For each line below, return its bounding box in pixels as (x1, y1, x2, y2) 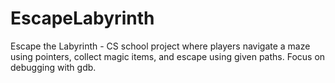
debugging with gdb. (10, 61, 97, 73)
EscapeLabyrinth (10, 7, 155, 30)
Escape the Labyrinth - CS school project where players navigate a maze (10, 40, 311, 52)
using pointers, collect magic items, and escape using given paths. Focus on (10, 50, 326, 62)
